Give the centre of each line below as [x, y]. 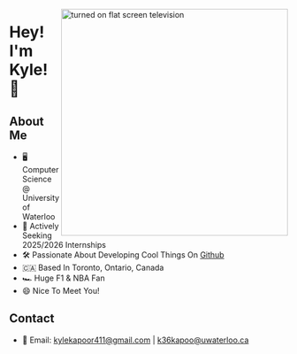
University [41, 198]
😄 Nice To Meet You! [61, 291]
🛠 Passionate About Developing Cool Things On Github [123, 255]
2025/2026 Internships [64, 245]
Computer [40, 169]
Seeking [37, 235]
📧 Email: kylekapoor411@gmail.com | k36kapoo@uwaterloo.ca [135, 340]
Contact [32, 319]
